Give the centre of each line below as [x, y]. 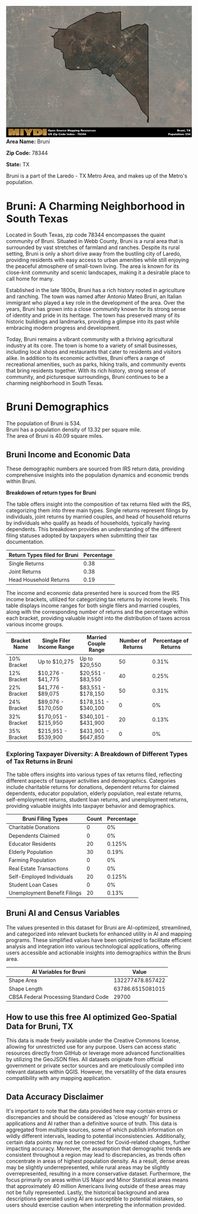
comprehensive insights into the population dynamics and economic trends [97, 475]
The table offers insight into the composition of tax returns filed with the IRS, [99, 504]
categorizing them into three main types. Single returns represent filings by [97, 511]
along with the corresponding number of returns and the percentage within [97, 611]
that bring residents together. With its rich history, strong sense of [86, 371]
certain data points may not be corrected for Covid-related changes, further [98, 1143]
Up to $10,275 [56, 662]
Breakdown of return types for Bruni [51, 493]
